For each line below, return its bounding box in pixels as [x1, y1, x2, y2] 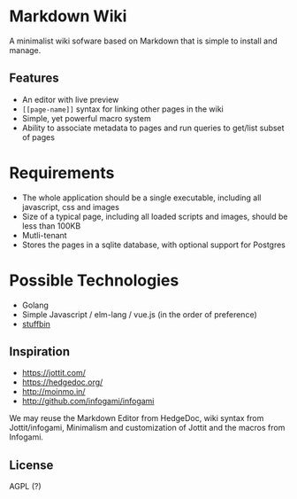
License [9, 457, 54, 472]
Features [9, 71, 59, 86]
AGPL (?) [9, 481, 42, 492]
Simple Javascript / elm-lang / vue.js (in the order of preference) [21, 308, 258, 320]
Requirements [9, 162, 115, 183]
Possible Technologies [9, 270, 179, 290]
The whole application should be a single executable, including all [21, 192, 262, 203]
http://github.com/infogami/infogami [21, 396, 155, 407]
